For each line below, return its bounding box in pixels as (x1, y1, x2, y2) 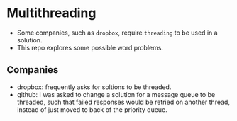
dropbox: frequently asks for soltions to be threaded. (16, 83, 172, 91)
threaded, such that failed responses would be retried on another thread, (16, 98, 230, 106)
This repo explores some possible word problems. (16, 43, 164, 52)
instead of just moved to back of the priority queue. (16, 105, 167, 114)
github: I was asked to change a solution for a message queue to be (16, 90, 216, 98)
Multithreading (6, 5, 97, 21)
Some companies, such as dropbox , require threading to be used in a (16, 28, 218, 37)
